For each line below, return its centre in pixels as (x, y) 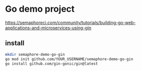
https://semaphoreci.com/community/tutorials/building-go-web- (70, 23)
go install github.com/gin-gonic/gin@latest (52, 64)
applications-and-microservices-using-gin (48, 27)
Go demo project (40, 9)
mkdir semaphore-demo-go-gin (35, 54)
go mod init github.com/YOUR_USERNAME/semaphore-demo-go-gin (69, 59)
